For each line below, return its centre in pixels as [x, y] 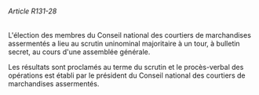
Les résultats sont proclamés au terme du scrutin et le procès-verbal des [126, 68]
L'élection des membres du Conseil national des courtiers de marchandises [129, 35]
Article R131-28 [33, 11]
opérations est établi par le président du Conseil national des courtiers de [127, 75]
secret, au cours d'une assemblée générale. [79, 52]
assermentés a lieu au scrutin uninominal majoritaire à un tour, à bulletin [124, 44]
